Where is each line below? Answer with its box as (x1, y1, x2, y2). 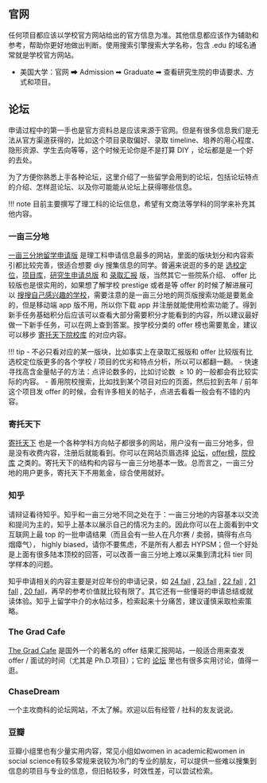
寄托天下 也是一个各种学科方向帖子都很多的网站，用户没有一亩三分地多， (8, 438, 247, 448)
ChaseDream (8, 686, 60, 697)
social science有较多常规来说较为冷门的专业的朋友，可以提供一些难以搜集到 (8, 756, 257, 766)
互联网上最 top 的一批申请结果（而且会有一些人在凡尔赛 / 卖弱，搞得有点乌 (8, 529, 253, 539)
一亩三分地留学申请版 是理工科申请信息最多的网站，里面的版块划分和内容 (8, 250, 247, 260)
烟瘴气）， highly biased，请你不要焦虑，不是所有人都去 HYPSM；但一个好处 (8, 539, 259, 549)
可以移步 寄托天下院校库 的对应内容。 (8, 330, 131, 339)
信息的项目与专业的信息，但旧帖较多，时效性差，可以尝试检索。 (8, 766, 217, 776)
